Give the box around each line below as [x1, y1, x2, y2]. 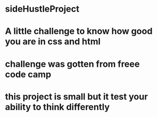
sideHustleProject [5, 3, 79, 15]
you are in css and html [5, 36, 101, 47]
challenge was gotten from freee [5, 58, 140, 69]
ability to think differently [5, 101, 110, 113]
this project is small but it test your [5, 91, 148, 102]
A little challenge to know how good [5, 26, 153, 37]
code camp [5, 69, 51, 80]
